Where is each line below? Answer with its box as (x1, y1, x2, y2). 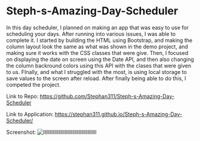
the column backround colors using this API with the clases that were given (6, 62, 192, 69)
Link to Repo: (6, 93, 39, 100)
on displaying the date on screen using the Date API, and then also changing (6, 56, 194, 63)
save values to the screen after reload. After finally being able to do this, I (6, 75, 186, 82)
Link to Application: (6, 111, 54, 118)
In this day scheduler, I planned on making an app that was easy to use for (6, 24, 189, 31)
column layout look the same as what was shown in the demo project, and (6, 43, 188, 50)
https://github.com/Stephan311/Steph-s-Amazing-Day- (39, 93, 175, 100)
